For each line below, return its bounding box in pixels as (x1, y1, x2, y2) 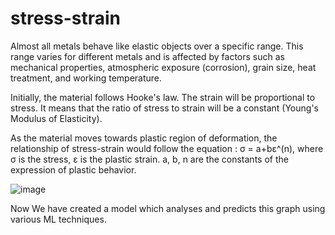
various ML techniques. (10, 213, 107, 225)
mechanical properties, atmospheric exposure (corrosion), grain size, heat (10, 61, 317, 73)
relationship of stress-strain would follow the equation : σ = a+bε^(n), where (10, 142, 324, 154)
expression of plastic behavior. (10, 163, 137, 176)
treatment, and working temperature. (10, 72, 163, 84)
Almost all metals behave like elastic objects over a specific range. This (10, 40, 304, 52)
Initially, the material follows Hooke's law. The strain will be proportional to (10, 91, 316, 103)
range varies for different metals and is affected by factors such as (10, 50, 285, 62)
